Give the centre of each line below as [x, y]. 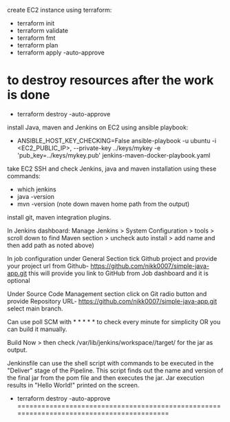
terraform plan [38, 45]
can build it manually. [37, 329]
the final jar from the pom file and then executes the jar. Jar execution [106, 377]
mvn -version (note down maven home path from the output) [103, 204]
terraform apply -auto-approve [61, 52]
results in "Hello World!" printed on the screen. [73, 385]
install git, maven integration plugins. [59, 217]
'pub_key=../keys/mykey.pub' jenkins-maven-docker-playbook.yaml [114, 155]
